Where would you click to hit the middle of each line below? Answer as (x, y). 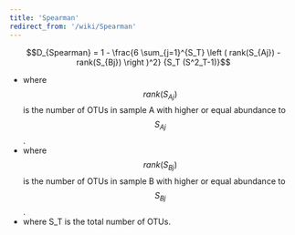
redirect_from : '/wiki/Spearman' (73, 26)
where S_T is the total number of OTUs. (97, 221)
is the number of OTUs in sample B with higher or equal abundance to (154, 181)
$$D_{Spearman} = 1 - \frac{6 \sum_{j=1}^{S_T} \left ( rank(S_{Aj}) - (153, 52)
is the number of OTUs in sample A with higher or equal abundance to (154, 110)
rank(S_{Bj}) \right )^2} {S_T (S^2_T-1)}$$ (153, 62)
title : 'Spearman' (44, 18)
